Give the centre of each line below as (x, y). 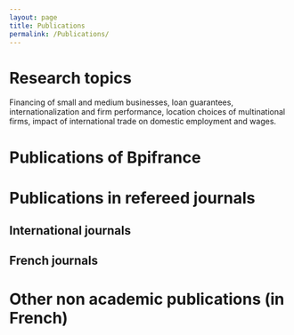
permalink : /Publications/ (59, 34)
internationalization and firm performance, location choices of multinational (147, 112)
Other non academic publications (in (147, 299)
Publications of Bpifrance (105, 157)
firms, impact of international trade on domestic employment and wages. (143, 122)
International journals (70, 231)
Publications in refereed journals (132, 198)
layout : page (33, 17)
